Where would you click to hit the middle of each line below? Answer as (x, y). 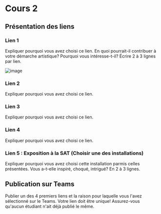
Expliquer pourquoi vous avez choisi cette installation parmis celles (72, 164)
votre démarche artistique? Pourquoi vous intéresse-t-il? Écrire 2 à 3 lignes (80, 56)
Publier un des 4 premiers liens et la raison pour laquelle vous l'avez (74, 196)
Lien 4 (13, 130)
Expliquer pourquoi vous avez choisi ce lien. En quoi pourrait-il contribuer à (81, 51)
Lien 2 (12, 83)
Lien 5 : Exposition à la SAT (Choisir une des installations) (74, 153)
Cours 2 (21, 9)
